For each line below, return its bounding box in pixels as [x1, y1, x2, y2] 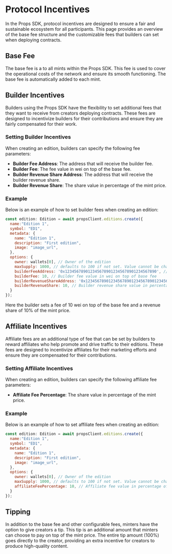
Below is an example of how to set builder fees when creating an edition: [5, 207, 159, 213]
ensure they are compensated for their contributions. [5, 352, 117, 358]
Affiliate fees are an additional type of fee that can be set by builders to [5, 336, 155, 342]
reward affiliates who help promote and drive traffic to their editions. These [5, 341, 164, 347]
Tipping [5, 507, 31, 516]
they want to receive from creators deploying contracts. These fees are [5, 110, 156, 116]
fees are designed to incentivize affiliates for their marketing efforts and [5, 346, 157, 352]
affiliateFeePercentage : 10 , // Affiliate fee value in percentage [14, 484, 161, 489]
